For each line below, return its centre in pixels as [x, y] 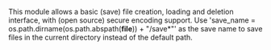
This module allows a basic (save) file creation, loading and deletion [121, 12]
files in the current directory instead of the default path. [101, 37]
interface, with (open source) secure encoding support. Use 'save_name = [132, 20]
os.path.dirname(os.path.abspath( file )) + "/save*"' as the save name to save [135, 29]
